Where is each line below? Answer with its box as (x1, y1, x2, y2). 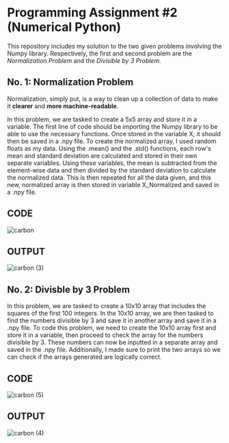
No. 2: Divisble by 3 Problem (7, 283, 130, 295)
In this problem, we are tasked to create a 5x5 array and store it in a (7, 115, 198, 123)
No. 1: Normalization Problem (7, 77, 134, 88)
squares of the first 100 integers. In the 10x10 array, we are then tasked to (7, 309, 214, 318)
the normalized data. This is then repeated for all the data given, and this (7, 173, 212, 181)
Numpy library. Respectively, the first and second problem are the (7, 49, 193, 58)
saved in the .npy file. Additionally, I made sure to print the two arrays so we (7, 346, 221, 354)
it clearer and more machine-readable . (7, 101, 119, 110)
